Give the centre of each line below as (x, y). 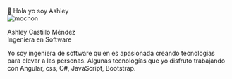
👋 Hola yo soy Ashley (38, 11)
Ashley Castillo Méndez (42, 32)
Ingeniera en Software (39, 39)
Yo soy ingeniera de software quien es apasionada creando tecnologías (111, 53)
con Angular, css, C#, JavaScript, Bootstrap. (72, 68)
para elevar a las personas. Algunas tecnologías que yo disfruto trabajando (116, 61)
